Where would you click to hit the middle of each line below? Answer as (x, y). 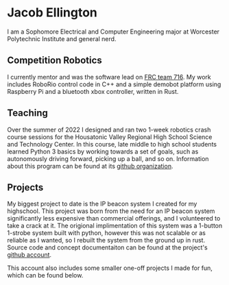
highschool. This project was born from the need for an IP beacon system (111, 211)
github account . (29, 255)
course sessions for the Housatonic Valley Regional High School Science (110, 137)
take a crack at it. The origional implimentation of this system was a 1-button (115, 226)
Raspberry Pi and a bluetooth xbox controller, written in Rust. (93, 91)
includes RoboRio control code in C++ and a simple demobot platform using (114, 84)
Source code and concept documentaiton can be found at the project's (107, 247)
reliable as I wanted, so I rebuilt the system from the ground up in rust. (106, 240)
